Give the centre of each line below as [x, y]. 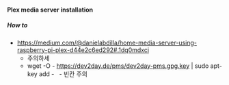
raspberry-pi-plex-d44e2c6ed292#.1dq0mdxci [83, 50]
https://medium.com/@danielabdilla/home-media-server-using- [107, 42]
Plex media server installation [50, 10]
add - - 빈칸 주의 [63, 74]
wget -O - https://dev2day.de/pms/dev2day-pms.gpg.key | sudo [118, 66]
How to [17, 25]
